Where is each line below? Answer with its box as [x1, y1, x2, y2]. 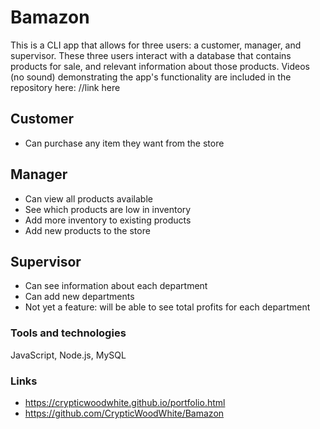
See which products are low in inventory [24, 203, 192, 215]
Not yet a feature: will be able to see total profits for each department [24, 301, 311, 313]
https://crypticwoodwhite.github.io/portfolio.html [24, 396, 226, 408]
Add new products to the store [24, 224, 151, 236]
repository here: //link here [10, 81, 121, 93]
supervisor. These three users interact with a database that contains [10, 49, 292, 61]
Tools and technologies [10, 326, 127, 340]
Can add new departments [24, 291, 135, 303]
